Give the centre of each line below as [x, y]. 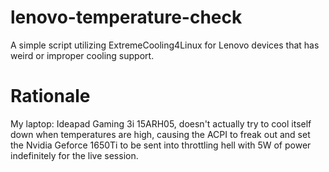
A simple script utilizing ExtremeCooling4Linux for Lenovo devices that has [165, 45]
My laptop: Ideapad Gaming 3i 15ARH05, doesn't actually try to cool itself [161, 123]
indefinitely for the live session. [74, 155]
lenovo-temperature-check [126, 17]
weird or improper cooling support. [82, 55]
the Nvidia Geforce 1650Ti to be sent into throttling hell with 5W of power [161, 145]
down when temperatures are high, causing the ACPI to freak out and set [160, 134]
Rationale [50, 96]
